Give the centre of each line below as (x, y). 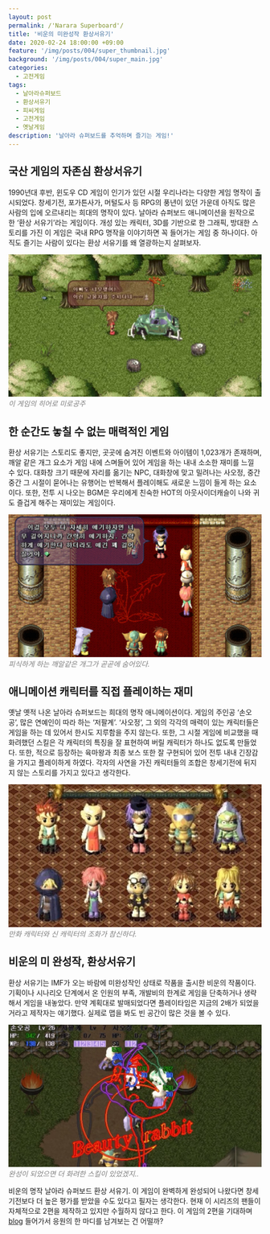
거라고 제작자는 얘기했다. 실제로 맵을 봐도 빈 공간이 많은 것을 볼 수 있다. (119, 1013)
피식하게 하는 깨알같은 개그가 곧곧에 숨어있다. (79, 664)
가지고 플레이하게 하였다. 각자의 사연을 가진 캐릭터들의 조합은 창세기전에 (129, 763)
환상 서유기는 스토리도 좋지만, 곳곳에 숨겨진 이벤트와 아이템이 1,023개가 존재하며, (135, 452)
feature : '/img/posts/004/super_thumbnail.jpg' (90, 51)
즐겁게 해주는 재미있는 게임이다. (66, 502)
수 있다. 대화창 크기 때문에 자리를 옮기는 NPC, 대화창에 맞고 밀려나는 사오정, (127, 472)
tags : (17, 84)
